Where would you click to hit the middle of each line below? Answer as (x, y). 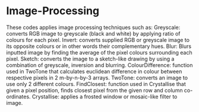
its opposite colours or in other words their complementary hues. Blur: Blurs (99, 46)
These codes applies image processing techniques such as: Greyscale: (93, 27)
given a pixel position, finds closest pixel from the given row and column (94, 90)
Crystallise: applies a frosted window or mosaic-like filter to (105, 97)
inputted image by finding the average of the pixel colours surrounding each (99, 52)
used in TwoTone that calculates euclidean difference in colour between (94, 71)
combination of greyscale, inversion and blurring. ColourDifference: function (99, 65)
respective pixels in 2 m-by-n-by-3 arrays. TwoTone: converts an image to (97, 78)
